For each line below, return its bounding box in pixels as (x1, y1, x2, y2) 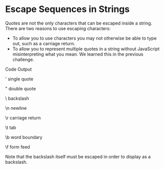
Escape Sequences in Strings (5, 4, 130, 15)
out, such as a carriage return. (12, 40, 75, 46)
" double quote (5, 85, 36, 91)
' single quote (5, 76, 34, 82)
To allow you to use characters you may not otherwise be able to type (12, 35, 157, 41)
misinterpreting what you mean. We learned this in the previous (12, 51, 144, 57)
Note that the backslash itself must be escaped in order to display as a (5, 153, 151, 159)
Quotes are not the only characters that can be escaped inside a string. (5, 20, 152, 26)
